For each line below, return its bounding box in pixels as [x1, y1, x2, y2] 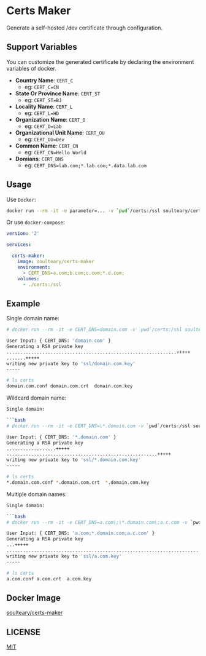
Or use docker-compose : [6, 219, 65, 226]
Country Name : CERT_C [15, 76, 74, 84]
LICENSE [6, 626, 41, 637]
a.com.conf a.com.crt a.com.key [6, 575, 92, 582]
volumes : [17, 275, 40, 282]
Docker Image [6, 593, 61, 603]
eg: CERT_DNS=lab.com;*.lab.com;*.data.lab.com [24, 161, 147, 169]
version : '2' [6, 231, 40, 237]
